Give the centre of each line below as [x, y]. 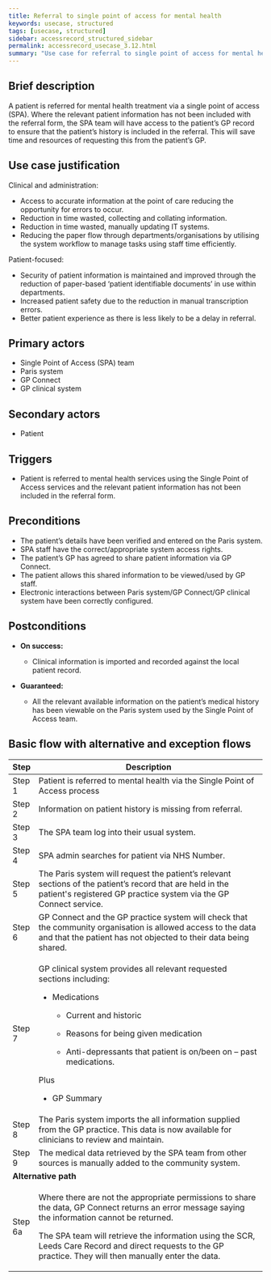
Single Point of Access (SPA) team [77, 363]
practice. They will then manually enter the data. [129, 1256]
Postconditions [47, 627]
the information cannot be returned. [106, 1217]
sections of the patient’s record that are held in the [134, 884]
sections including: [74, 978]
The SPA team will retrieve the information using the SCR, [147, 1235]
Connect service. [71, 904]
